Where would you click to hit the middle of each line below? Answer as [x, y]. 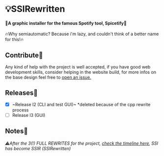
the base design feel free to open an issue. [48, 77]
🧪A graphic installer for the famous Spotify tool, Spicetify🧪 [66, 23]
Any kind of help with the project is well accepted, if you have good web [78, 67]
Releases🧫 [22, 93]
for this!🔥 [14, 40]
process [20, 110]
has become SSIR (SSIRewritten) [38, 149]
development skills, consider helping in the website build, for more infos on [81, 72]
